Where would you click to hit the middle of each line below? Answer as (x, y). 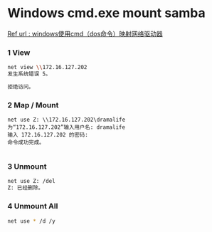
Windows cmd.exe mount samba (106, 13)
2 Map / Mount (33, 105)
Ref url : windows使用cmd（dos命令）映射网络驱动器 (85, 33)
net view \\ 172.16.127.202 (47, 68)
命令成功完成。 (26, 143)
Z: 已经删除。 (26, 188)
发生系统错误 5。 (29, 74)
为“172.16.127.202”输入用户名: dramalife (67, 127)
